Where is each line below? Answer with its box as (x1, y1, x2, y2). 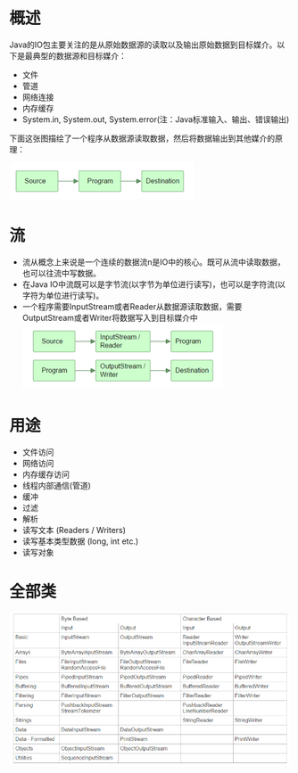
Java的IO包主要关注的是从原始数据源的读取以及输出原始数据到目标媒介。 (9, 39, 277, 50)
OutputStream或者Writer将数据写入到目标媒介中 (21, 312, 198, 323)
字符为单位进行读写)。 (21, 290, 104, 300)
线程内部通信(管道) (21, 480, 92, 490)
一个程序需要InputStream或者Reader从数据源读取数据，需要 (21, 300, 243, 312)
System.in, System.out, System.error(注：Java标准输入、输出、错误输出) (21, 113, 290, 125)
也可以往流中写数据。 (21, 267, 101, 278)
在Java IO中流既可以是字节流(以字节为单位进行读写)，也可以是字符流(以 (21, 278, 286, 290)
